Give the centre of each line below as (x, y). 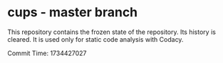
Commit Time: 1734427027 (47, 53)
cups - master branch (73, 12)
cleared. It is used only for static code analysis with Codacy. (95, 39)
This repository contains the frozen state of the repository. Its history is (111, 32)
